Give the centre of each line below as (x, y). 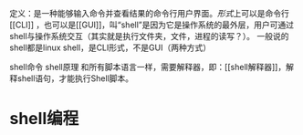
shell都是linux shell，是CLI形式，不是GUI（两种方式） (110, 47)
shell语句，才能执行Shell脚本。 (75, 78)
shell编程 (44, 119)
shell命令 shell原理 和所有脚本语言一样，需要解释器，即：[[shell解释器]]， (148, 67)
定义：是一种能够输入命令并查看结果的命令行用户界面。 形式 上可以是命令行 (149, 13)
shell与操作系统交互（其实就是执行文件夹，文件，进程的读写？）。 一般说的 (149, 36)
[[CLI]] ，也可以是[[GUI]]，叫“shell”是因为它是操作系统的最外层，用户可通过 (152, 25)
